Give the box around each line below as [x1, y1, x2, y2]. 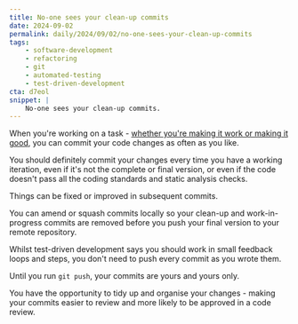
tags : [9, 37, 29, 47]
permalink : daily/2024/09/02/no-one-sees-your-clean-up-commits [9, 29, 253, 38]
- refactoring [25, 54, 77, 63]
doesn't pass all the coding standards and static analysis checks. [9, 174, 248, 185]
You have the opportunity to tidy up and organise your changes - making [9, 288, 276, 298]
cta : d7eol [9, 87, 50, 96]
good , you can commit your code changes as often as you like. [9, 138, 240, 148]
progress [9, 217, 43, 228]
